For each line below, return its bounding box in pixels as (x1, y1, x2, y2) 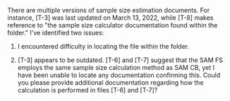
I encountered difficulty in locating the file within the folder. (17, 42, 190, 50)
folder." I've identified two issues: (7, 28, 104, 37)
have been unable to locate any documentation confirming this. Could (17, 71, 221, 79)
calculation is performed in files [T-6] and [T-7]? (17, 86, 158, 94)
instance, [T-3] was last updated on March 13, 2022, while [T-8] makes (7, 13, 214, 22)
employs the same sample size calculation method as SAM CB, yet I (17, 64, 215, 71)
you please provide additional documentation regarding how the (17, 78, 204, 87)
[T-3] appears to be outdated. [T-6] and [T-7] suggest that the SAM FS (17, 56, 224, 64)
